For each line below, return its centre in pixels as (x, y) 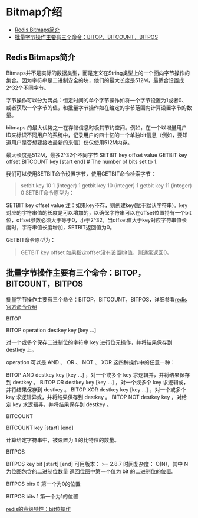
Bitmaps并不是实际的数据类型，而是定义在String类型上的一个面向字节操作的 (98, 73)
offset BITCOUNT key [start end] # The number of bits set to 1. (82, 161)
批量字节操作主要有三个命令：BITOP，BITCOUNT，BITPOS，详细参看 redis (97, 299)
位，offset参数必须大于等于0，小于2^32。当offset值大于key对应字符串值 (94, 220)
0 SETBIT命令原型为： (47, 192)
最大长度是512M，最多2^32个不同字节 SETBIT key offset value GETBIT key (97, 155)
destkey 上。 (22, 349)
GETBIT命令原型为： (31, 239)
